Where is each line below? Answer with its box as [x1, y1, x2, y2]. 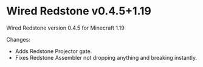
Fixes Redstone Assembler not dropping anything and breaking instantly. [15, 54, 198, 61]
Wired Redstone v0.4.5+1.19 [6, 4, 152, 18]
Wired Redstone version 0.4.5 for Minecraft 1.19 [6, 24, 125, 31]
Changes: [6, 36, 30, 43]
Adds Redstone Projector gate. [15, 47, 92, 55]
